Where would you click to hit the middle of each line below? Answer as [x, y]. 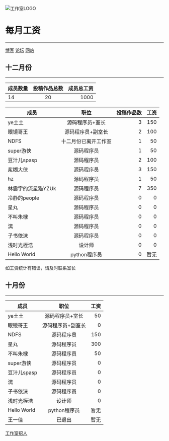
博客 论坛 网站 [20, 50]
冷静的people [23, 198]
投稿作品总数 [48, 88]
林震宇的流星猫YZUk [32, 188]
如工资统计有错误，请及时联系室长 [40, 268]
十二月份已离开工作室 [86, 141]
